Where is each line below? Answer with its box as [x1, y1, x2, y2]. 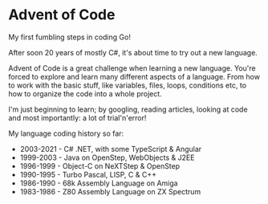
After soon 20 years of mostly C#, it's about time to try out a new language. [8, 47, 258, 57]
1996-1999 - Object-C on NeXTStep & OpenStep [19, 161, 181, 170]
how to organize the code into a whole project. [8, 88, 162, 98]
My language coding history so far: [8, 129, 124, 138]
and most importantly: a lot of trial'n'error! [8, 112, 147, 122]
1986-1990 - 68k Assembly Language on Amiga [19, 178, 178, 188]
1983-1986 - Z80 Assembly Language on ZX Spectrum [19, 186, 201, 196]
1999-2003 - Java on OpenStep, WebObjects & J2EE [19, 153, 195, 162]
